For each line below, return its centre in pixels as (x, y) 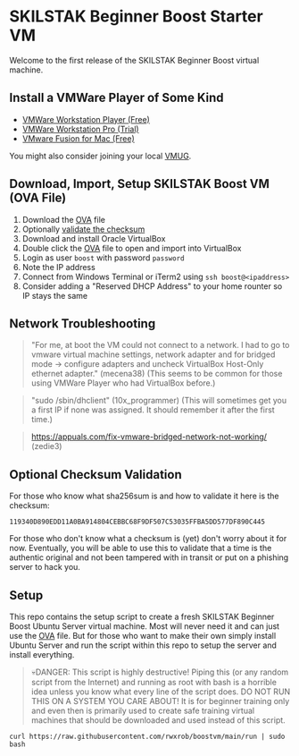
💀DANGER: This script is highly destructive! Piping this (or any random (160, 672)
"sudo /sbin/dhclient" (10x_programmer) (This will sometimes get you (159, 401)
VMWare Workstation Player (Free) (86, 119)
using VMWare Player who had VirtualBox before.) (123, 383)
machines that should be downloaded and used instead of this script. (158, 720)
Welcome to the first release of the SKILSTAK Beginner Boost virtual (134, 60)
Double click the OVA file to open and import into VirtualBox (132, 248)
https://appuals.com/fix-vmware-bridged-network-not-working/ (149, 437)
